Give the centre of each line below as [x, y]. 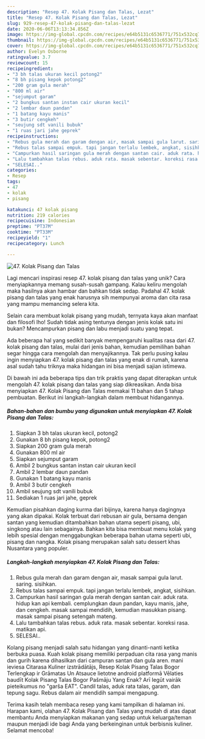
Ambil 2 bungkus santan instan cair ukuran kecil [76, 465]
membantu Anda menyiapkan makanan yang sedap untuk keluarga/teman [99, 717]
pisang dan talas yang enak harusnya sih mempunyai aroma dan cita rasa [99, 297]
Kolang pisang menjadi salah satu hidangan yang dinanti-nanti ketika [93, 647]
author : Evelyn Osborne [37, 52]
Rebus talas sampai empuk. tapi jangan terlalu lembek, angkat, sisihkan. [106, 590]
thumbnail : [21, 40]
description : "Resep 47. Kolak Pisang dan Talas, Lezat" [81, 12]
